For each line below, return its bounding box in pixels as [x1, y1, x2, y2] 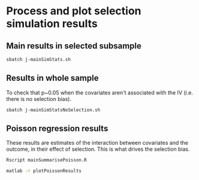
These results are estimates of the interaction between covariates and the [6, 139, 189, 147]
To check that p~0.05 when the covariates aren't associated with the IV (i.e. [6, 89, 194, 96]
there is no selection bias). [6, 95, 72, 102]
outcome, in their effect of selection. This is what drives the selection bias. [6, 145, 190, 153]
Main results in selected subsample [6, 41, 142, 51]
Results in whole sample [6, 73, 99, 83]
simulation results [6, 17, 98, 30]
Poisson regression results [6, 123, 108, 133]
